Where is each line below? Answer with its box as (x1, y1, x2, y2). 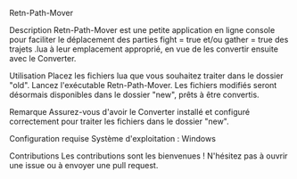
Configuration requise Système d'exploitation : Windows (9, 134, 217, 143)
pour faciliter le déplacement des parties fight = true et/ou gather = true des (9, 35, 289, 45)
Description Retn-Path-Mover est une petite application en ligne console (9, 25, 276, 35)
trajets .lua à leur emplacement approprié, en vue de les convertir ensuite (9, 44, 279, 54)
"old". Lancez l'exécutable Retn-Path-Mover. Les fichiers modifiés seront (9, 80, 277, 90)
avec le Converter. (9, 53, 77, 63)
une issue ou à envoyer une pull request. (9, 160, 159, 170)
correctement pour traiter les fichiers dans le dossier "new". (9, 116, 229, 126)
